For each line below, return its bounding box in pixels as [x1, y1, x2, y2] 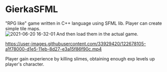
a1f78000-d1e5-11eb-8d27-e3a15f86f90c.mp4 [5, 46, 102, 52]
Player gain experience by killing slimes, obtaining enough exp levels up [5, 55, 155, 61]
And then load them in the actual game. [56, 31, 139, 37]
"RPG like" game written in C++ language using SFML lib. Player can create [5, 20, 162, 26]
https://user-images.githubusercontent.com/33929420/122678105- [5, 40, 146, 46]
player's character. [5, 61, 45, 67]
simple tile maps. [5, 25, 40, 31]
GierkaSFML [5, 4, 58, 15]
